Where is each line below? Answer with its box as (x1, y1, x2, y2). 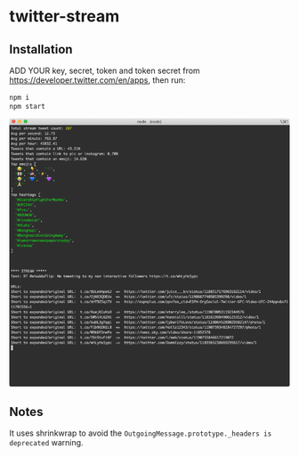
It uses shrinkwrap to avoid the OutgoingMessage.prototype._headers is (9, 428, 272, 438)
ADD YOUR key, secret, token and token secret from (9, 65, 200, 76)
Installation (9, 42, 73, 57)
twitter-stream (9, 6, 120, 27)
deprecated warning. (9, 437, 84, 448)
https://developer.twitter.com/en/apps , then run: (9, 75, 186, 86)
